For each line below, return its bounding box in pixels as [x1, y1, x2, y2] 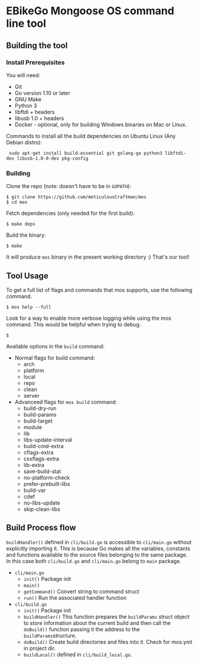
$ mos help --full [6, 304, 51, 310]
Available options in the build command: [6, 342, 105, 350]
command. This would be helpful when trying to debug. [6, 320, 141, 328]
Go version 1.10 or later [14, 89, 70, 96]
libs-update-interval [23, 436, 72, 443]
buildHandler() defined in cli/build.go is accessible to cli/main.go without [6, 538, 192, 545]
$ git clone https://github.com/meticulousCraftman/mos [6, 194, 147, 200]
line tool [6, 17, 46, 30]
